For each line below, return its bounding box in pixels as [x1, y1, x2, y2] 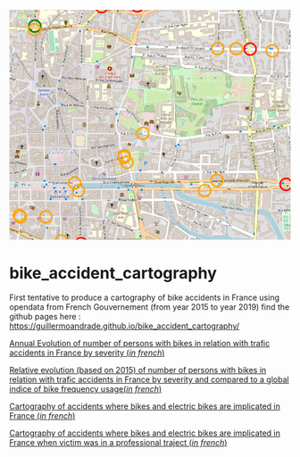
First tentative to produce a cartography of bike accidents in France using [9, 292, 279, 303]
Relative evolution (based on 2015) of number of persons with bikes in [9, 365, 267, 376]
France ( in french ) [9, 411, 76, 421]
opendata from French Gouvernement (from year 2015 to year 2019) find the [9, 302, 290, 312]
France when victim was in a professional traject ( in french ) [9, 437, 228, 448]
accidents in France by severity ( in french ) [9, 347, 165, 358]
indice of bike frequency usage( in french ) [9, 384, 162, 395]
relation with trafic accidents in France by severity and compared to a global [9, 374, 289, 385]
